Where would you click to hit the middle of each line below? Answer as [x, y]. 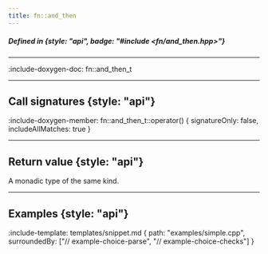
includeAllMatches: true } [49, 129]
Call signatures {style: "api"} [82, 101]
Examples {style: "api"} [69, 214]
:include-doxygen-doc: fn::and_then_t [70, 69]
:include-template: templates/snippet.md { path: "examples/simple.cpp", [127, 233]
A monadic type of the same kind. [64, 181]
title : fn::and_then [43, 16]
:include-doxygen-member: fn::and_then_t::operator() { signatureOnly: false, [134, 121]
